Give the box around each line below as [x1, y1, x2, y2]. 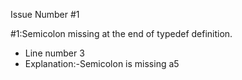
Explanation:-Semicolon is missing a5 [24, 58, 180, 69]
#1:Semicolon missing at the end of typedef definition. [10, 28, 233, 39]
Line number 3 [24, 47, 85, 59]
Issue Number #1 [10, 9, 80, 20]
